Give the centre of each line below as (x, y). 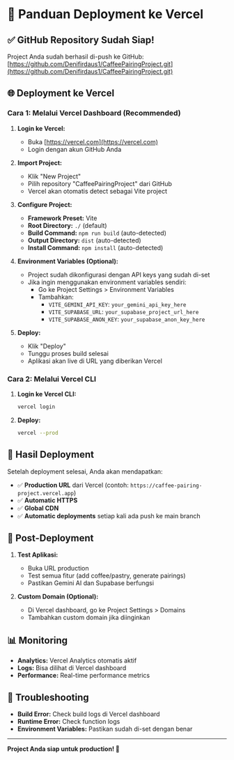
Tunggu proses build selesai (68, 353)
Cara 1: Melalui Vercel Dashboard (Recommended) (94, 113)
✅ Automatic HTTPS (47, 500)
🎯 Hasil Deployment (50, 455)
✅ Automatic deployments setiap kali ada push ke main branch (109, 515)
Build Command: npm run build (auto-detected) (97, 233)
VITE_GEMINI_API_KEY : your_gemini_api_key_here (117, 304)
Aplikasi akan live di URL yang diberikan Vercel (95, 361)
